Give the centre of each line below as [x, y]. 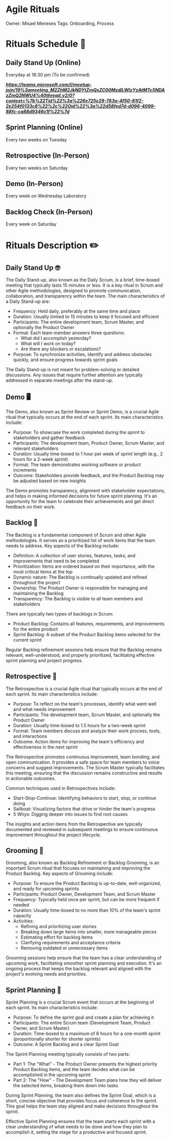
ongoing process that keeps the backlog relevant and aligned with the [78, 969]
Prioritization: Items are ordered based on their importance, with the [84, 566]
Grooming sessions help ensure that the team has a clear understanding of [84, 958]
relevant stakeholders [36, 448]
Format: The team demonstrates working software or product [77, 465]
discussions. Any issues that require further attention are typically [74, 375]
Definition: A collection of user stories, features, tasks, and [74, 555]
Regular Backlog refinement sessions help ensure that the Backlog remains [84, 650]
